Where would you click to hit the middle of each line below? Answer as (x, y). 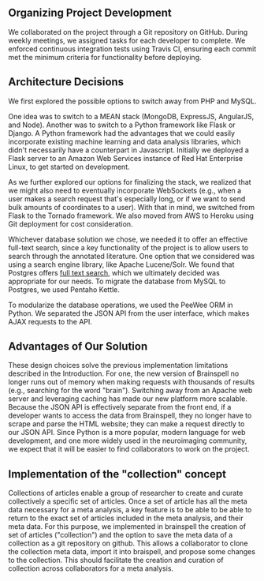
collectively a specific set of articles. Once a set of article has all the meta (128, 501)
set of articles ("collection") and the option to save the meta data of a (121, 535)
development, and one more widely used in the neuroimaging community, (128, 440)
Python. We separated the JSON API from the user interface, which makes (129, 313)
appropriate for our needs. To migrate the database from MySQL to (117, 281)
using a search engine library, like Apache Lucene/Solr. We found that (121, 264)
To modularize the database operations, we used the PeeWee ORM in (121, 305)
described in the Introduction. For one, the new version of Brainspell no (124, 373)
